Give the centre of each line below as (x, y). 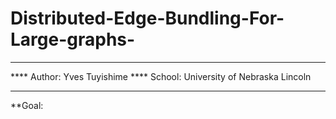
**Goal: (27, 105)
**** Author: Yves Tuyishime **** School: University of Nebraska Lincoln (161, 76)
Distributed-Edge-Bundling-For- (147, 18)
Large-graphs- (73, 39)
